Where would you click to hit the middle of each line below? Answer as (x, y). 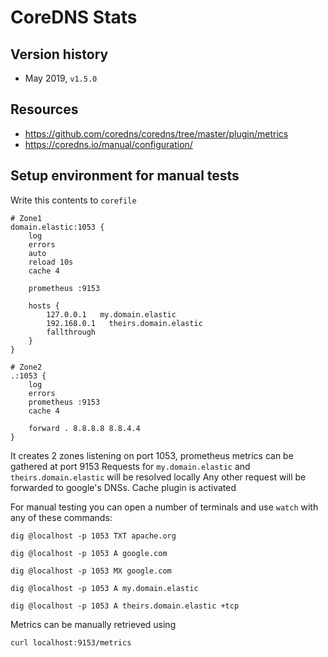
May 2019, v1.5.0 (61, 78)
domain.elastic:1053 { (57, 227)
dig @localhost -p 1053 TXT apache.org (93, 536)
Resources (44, 109)
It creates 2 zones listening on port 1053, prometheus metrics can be (152, 455)
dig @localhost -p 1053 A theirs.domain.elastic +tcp (125, 606)
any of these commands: (61, 517)
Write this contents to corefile (73, 200)
